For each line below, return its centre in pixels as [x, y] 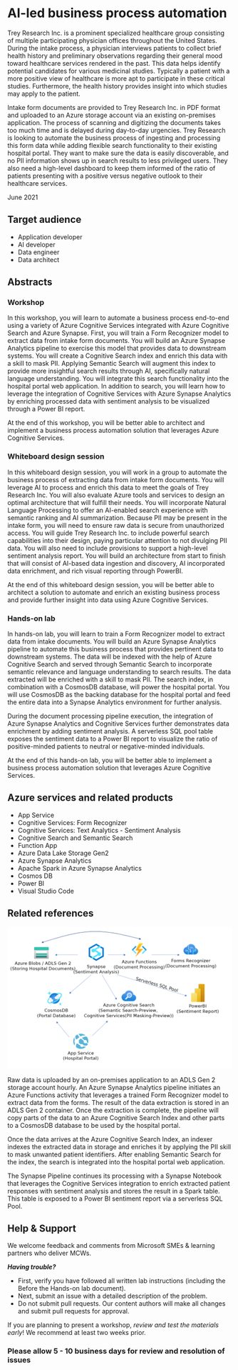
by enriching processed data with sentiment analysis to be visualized [109, 401]
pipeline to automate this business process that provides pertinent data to [115, 649]
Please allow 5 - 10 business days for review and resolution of [117, 1351]
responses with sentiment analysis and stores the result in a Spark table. [114, 1191]
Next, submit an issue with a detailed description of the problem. [113, 1296]
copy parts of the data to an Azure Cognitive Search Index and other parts [116, 1117]
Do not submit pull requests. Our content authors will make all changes [121, 1304]
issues [19, 1360]
